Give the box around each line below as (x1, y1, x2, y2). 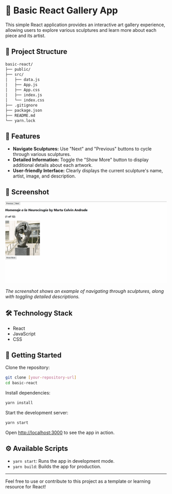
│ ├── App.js (5, 82, 38, 87)
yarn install (5, 400, 33, 406)
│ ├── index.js (5, 92, 42, 97)
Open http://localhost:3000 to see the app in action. (5, 429, 115, 436)
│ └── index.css (5, 97, 45, 103)
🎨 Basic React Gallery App (5, 5, 118, 16)
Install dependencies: (5, 390, 51, 396)
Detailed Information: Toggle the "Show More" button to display (12, 156, 149, 163)
